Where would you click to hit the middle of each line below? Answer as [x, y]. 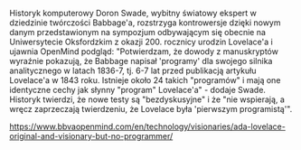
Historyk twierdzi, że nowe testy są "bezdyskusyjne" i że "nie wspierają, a [147, 99]
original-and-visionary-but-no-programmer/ [91, 136]
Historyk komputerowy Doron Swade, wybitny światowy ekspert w [133, 13]
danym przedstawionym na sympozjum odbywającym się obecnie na [138, 32]
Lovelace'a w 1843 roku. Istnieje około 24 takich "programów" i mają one [145, 80]
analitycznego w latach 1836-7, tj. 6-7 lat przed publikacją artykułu [133, 70]
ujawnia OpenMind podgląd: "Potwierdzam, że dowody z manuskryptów [144, 52]
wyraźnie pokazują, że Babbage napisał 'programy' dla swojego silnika [141, 61]
